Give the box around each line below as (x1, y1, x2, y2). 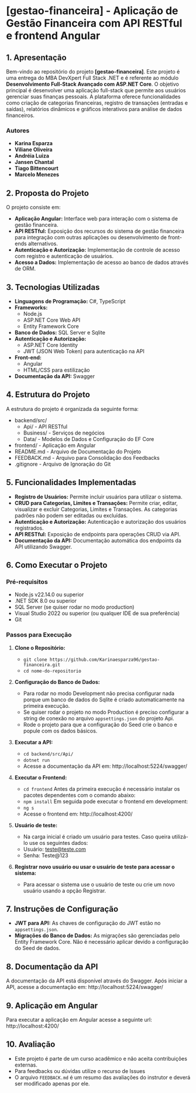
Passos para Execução (6, 631, 72, 639)
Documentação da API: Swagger (14, 372, 95, 380)
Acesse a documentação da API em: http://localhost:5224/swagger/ (23, 763, 188, 770)
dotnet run (23, 757, 50, 763)
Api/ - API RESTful (23, 423, 68, 430)
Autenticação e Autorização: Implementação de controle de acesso (14, 246, 180, 253)
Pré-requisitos (6, 577, 48, 586)
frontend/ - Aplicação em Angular (14, 442, 96, 449)
